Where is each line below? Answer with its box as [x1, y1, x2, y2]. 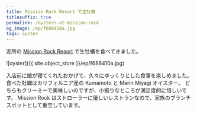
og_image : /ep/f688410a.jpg [6, 25, 76, 31]
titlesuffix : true [6, 14, 51, 20]
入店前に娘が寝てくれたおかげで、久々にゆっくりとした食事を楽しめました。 [6, 72, 193, 79]
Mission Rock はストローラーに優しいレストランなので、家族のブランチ [17, 94, 191, 102]
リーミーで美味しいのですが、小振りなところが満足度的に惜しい [26, 87, 182, 94]
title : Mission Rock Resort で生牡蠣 [6, 8, 96, 15]
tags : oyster [6, 31, 38, 37]
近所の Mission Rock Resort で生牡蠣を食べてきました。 [6, 48, 142, 55]
